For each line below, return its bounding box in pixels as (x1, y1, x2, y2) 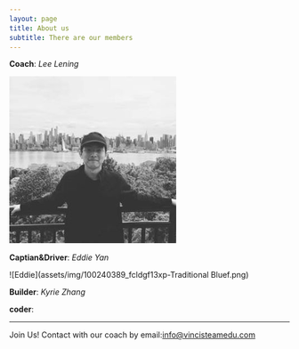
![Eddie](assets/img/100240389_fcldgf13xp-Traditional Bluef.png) (9, 270, 249, 280)
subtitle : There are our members (9, 33, 133, 42)
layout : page (9, 14, 58, 23)
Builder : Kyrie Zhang (9, 287, 86, 297)
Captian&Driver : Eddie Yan (9, 252, 109, 263)
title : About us (9, 23, 69, 33)
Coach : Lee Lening (9, 59, 79, 69)
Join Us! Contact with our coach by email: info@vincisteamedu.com (9, 329, 256, 340)
